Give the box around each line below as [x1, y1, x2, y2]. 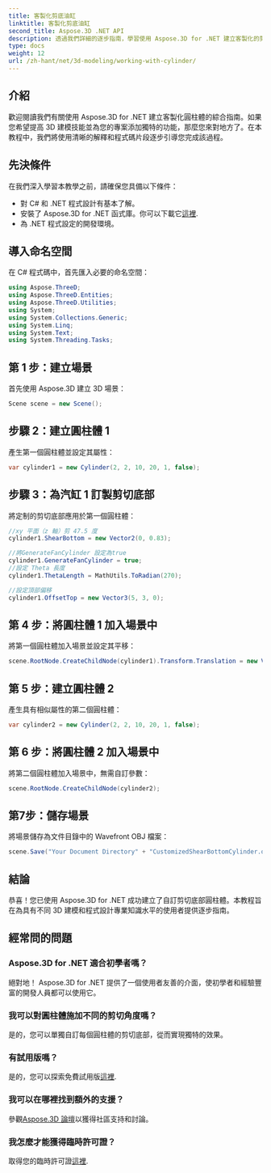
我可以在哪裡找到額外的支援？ [8, 1094, 125, 1105]
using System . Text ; [8, 328, 74, 337]
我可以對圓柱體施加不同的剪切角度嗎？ [8, 1010, 157, 1021]
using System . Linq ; [8, 321, 74, 329]
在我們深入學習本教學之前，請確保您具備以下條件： [8, 181, 178, 191]
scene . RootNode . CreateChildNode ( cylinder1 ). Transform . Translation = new [8, 657, 258, 666]
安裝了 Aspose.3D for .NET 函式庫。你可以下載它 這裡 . [19, 208, 199, 218]
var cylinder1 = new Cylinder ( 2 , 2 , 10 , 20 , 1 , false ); [8, 463, 200, 472]
